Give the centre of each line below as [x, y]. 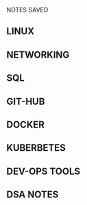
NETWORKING [38, 55]
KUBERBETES [36, 148]
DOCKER [26, 124]
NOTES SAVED [27, 10]
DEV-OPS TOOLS [43, 171]
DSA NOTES [33, 195]
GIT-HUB [26, 101]
